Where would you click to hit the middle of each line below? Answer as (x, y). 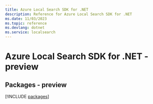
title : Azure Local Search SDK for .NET (47, 10)
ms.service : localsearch (30, 32)
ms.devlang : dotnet (25, 28)
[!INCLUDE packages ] (27, 96)
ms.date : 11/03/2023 (26, 19)
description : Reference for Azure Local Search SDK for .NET (69, 14)
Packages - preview (36, 85)
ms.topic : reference (26, 23)
